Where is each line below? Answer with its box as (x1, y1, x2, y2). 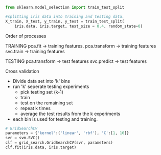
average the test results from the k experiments (20, 110, 121, 117)
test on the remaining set (20, 100, 73, 106)
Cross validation (5, 68, 39, 74)
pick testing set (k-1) (20, 88, 64, 95)
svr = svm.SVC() (5, 136, 40, 141)
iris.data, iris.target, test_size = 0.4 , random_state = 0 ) (14, 24, 143, 29)
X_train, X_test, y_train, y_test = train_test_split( (5, 18, 125, 24)
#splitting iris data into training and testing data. (5, 14, 125, 19)
